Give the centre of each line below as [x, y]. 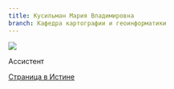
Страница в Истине [42, 76]
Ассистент [26, 61]
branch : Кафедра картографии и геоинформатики [87, 23]
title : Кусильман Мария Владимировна [71, 16]
